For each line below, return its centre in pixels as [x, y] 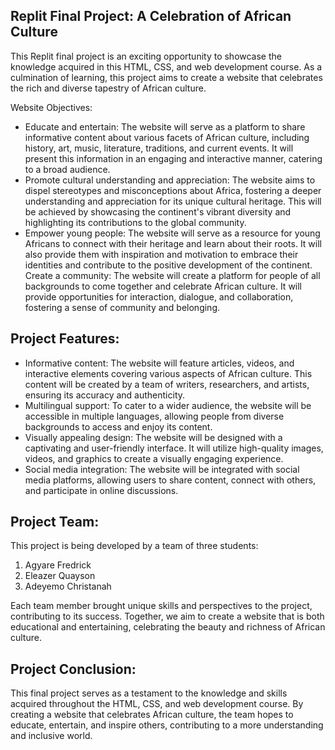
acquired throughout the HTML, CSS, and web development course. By [157, 704]
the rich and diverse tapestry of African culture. [108, 88]
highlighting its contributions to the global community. [135, 222]
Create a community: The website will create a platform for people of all [172, 275]
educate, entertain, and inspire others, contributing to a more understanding [167, 725]
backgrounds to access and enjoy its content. [118, 426]
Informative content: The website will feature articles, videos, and [159, 363]
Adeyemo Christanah [68, 586]
